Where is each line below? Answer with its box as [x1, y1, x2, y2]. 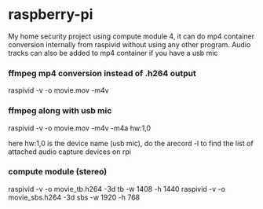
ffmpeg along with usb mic [8, 105, 112, 116]
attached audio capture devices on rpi [8, 147, 132, 156]
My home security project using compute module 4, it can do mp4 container [8, 31, 255, 41]
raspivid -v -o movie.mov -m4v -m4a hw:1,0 [8, 123, 152, 133]
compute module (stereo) [8, 167, 108, 178]
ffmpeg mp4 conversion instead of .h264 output [8, 68, 196, 79]
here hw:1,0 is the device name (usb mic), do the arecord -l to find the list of [8, 138, 254, 148]
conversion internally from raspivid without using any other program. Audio [8, 39, 251, 49]
